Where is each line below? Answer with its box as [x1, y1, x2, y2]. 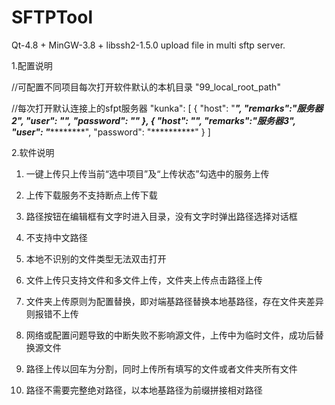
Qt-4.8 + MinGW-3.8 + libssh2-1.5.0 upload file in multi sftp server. [11, 39, 286, 51]
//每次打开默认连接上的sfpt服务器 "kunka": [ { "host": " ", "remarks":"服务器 [11, 102, 324, 114]
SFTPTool [11, 6, 94, 29]
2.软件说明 [11, 146, 55, 158]
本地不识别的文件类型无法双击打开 [25, 252, 167, 265]
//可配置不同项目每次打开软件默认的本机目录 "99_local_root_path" [11, 81, 281, 93]
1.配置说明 [11, 59, 53, 71]
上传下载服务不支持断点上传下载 [25, 189, 158, 201]
